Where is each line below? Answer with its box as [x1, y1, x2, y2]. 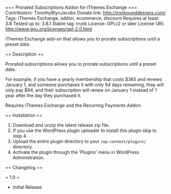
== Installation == [5, 112, 43, 118]
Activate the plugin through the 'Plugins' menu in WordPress [12, 149, 139, 155]
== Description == [5, 51, 44, 57]
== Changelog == [5, 164, 43, 170]
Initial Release [12, 184, 42, 190]
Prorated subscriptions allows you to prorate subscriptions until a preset [5, 61, 157, 67]
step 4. [12, 133, 27, 139]
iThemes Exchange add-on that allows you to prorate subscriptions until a [5, 36, 160, 42]
